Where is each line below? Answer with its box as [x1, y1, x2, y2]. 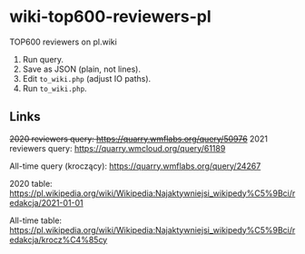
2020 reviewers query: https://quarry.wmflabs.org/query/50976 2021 [9, 133, 268, 144]
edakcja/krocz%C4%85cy [9, 234, 108, 245]
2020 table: [9, 178, 53, 189]
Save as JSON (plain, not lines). [22, 63, 141, 74]
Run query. [22, 54, 64, 64]
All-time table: [9, 215, 62, 226]
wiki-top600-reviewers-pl [9, 6, 212, 27]
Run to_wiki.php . [22, 83, 88, 93]
